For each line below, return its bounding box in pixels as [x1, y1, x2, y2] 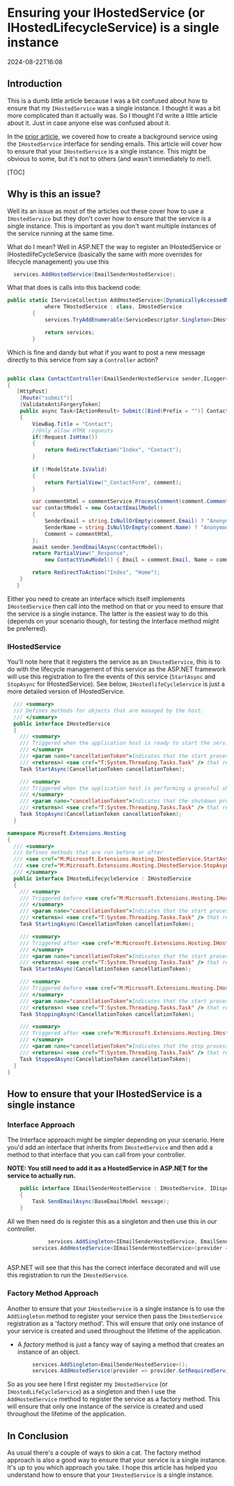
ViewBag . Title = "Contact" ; [32, 420, 114, 427]
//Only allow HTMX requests [32, 427, 114, 434]
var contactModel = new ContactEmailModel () [32, 505, 164, 512]
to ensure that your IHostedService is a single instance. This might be [7, 147, 207, 155]
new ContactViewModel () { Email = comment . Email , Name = [44, 556, 214, 563]
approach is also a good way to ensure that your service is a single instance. [7, 1456, 227, 1464]
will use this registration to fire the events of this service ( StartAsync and [7, 672, 216, 681]
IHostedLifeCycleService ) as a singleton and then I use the [7, 1388, 176, 1396]
